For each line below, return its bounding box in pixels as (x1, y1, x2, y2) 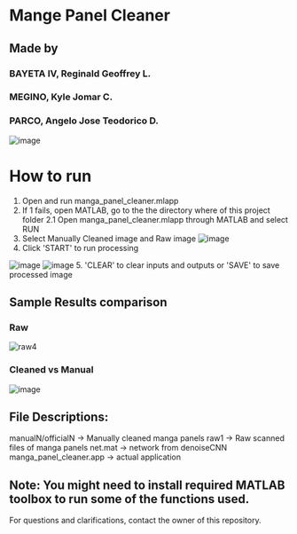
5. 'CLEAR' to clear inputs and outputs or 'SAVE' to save (75, 259, 280, 271)
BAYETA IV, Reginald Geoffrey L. (9, 67, 152, 80)
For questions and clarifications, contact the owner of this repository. (9, 515, 262, 526)
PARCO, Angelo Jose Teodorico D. (9, 114, 160, 127)
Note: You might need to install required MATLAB (9, 477, 285, 492)
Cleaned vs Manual (9, 364, 94, 376)
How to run (9, 166, 92, 186)
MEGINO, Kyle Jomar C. (9, 90, 113, 103)
